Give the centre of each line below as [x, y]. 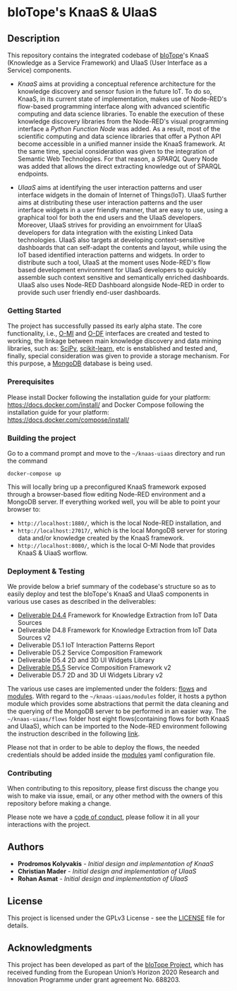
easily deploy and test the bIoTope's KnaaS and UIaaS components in [108, 594]
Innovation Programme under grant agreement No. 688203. [94, 979]
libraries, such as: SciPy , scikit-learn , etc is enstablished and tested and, [113, 348]
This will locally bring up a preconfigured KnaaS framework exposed [107, 487]
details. [18, 925]
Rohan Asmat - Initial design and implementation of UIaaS [103, 879]
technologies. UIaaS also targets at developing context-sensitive [111, 240]
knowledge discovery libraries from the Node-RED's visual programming [123, 121]
